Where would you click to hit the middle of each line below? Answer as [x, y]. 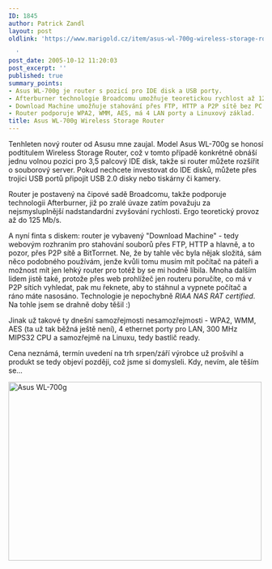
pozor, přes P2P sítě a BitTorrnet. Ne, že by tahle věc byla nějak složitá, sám [135, 253]
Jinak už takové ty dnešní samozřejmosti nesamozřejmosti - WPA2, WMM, [132, 320]
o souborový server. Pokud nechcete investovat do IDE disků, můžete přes [133, 170]
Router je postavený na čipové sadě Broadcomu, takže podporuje [117, 194]
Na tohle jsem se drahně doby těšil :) [70, 304]
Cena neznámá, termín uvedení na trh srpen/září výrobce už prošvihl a [126, 353]
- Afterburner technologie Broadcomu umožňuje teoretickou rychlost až [132, 98]
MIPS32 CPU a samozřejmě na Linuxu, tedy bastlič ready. [104, 338]
